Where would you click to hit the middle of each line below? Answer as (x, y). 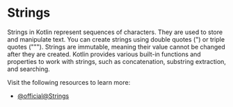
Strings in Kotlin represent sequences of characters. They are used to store (115, 32)
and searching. (29, 69)
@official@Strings (43, 96)
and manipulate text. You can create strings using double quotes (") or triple (116, 39)
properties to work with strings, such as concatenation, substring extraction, (116, 61)
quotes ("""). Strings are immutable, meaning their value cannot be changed (116, 47)
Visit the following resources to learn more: (69, 82)
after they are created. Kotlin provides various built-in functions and (104, 54)
